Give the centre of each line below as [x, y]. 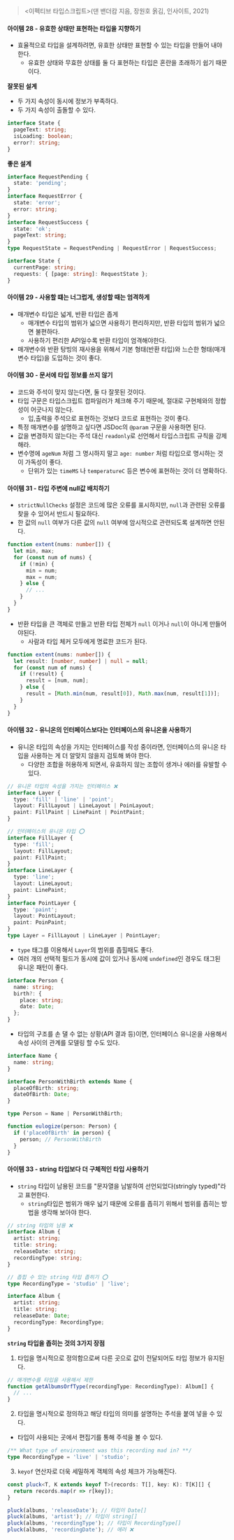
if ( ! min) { [37, 564]
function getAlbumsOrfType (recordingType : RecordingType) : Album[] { [111, 1386]
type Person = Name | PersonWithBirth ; [65, 1114]
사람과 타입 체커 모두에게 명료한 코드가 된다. [87, 641]
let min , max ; [34, 551]
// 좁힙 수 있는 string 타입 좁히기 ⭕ [58, 1277]
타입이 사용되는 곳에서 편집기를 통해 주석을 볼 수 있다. [90, 1437]
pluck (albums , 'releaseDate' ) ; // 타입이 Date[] [77, 1510]
